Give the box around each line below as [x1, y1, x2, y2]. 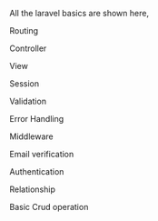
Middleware [9, 131, 54, 142]
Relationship [9, 184, 56, 195]
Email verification [9, 149, 74, 159]
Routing [9, 25, 39, 35]
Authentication [9, 166, 64, 176]
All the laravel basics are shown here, [9, 8, 150, 18]
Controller [9, 43, 47, 54]
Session [9, 78, 39, 89]
